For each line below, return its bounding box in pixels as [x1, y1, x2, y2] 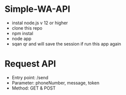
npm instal [11, 30, 33, 36]
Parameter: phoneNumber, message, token [11, 80, 100, 86]
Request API [4, 58, 56, 70]
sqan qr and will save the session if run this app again [11, 41, 122, 47]
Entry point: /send [11, 74, 48, 80]
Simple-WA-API [4, 3, 70, 15]
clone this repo [11, 25, 42, 31]
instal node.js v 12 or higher [11, 20, 68, 26]
